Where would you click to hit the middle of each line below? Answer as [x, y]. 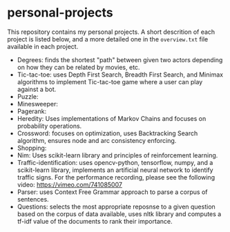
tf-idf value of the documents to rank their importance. [95, 221]
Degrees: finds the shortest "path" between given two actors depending [120, 59]
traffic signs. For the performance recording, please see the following [116, 177]
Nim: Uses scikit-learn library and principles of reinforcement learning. [117, 155]
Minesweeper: [38, 104]
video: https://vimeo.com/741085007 [70, 184]
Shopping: [32, 148]
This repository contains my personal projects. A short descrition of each [111, 32]
